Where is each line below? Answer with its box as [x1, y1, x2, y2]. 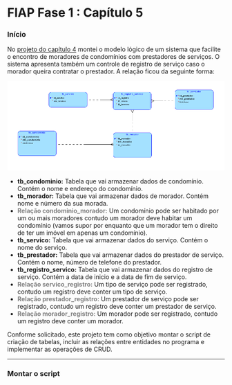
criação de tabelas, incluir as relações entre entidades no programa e [7, 338, 205, 346]
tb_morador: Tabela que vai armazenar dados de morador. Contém [17, 192, 209, 200]
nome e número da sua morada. [17, 199, 108, 208]
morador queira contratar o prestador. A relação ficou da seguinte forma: [7, 67, 215, 75]
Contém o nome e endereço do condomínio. [17, 185, 143, 193]
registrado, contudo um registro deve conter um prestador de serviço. [17, 303, 217, 311]
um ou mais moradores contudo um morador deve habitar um [17, 214, 193, 222]
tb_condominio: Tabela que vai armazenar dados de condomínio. [17, 177, 204, 186]
